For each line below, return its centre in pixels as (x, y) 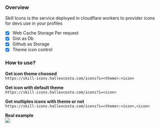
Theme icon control (32, 50)
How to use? (20, 63)
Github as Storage (31, 44)
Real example (19, 115)
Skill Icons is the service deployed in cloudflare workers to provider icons (80, 18)
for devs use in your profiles (34, 23)
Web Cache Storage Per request (45, 33)
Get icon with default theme (34, 87)
